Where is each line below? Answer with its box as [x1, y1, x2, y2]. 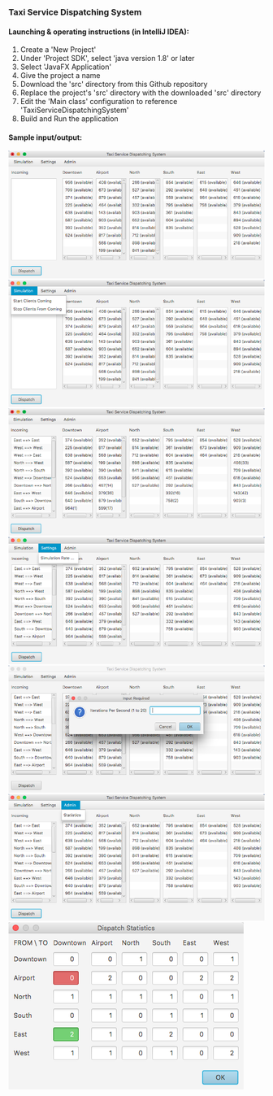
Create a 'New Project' [19, 45, 97, 54]
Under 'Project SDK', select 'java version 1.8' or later [19, 54, 195, 63]
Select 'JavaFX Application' [19, 62, 112, 72]
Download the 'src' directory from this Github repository [19, 80, 208, 89]
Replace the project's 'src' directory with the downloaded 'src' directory [19, 88, 262, 98]
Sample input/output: [8, 133, 83, 142]
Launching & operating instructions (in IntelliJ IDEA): [8, 27, 189, 37]
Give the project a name [19, 71, 101, 80]
